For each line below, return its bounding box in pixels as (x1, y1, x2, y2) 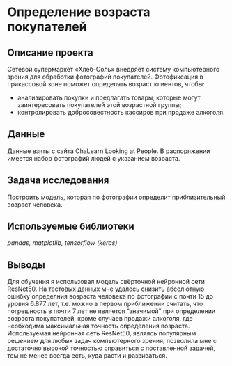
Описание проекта (7, 47, 93, 58)
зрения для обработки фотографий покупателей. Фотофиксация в (7, 72, 203, 81)
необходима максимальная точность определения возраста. (7, 321, 190, 331)
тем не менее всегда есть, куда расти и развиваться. (7, 351, 167, 360)
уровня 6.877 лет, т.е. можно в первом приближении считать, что (7, 300, 203, 308)
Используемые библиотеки (7, 221, 134, 232)
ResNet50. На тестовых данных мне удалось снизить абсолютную (7, 285, 205, 293)
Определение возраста (7, 4, 151, 20)
